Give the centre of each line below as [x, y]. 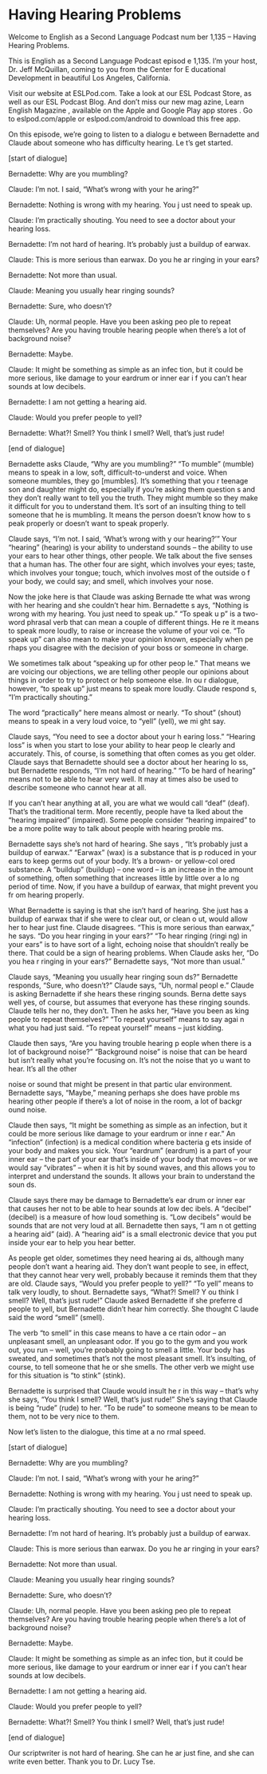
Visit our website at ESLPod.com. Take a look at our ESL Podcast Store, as [130, 93]
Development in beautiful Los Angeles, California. [90, 78]
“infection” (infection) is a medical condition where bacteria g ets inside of [130, 1142]
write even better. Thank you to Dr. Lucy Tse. [82, 1761]
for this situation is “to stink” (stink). [67, 1375]
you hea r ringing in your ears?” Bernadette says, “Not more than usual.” [127, 961]
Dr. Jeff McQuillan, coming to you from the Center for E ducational [117, 69]
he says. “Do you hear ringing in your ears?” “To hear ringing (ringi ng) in [128, 936]
